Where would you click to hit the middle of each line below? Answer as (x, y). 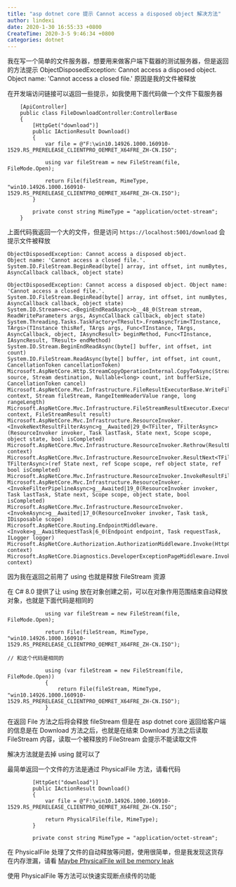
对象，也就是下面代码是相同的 (50, 601)
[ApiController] (44, 107)
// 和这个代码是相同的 (36, 659)
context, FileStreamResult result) (59, 415)
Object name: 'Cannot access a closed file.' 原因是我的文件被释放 (102, 79)
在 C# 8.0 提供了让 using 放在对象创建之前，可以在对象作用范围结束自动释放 (118, 592)
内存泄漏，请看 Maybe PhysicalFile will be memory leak (93, 861)
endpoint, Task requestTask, (178, 532)
